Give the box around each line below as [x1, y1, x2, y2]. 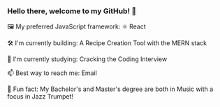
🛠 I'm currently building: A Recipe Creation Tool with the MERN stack [7, 39, 207, 47]
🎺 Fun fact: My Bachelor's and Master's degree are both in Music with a [7, 85, 214, 93]
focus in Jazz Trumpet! [7, 92, 74, 101]
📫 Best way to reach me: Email [7, 69, 98, 77]
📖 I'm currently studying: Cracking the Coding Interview [7, 55, 168, 63]
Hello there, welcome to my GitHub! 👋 [7, 6, 137, 16]
